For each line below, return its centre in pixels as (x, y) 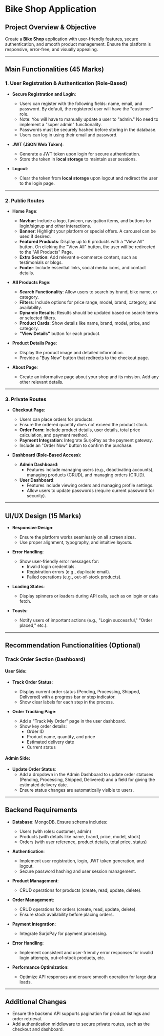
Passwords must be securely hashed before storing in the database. (88, 129)
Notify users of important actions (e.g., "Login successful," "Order (86, 620)
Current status (41, 747)
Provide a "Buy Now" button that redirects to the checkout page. (84, 358)
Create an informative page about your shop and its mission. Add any (89, 377)
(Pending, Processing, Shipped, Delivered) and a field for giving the (87, 779)
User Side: (16, 671)
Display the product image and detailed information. (72, 352)
